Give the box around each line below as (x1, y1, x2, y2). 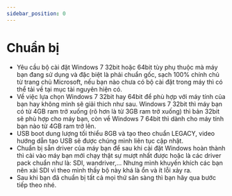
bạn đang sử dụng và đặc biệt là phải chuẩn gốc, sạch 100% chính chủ (16, 70, 220, 78)
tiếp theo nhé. (16, 181, 57, 189)
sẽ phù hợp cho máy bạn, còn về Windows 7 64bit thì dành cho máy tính (16, 114, 224, 123)
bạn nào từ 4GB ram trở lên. (16, 122, 97, 130)
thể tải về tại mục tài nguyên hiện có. (16, 84, 123, 93)
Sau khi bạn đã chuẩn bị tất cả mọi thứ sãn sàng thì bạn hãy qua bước (16, 173, 217, 181)
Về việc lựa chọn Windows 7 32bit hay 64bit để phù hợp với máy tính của (16, 92, 226, 100)
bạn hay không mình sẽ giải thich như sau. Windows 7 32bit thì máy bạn (16, 100, 223, 108)
